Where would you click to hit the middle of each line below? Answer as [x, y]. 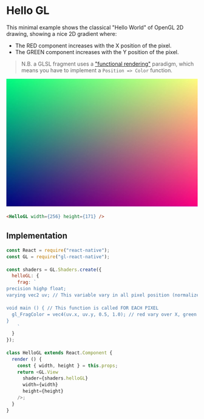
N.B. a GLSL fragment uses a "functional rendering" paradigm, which [107, 64]
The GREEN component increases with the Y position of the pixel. [97, 52]
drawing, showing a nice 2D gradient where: [62, 33]
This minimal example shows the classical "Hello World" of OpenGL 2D [95, 27]
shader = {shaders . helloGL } [55, 378]
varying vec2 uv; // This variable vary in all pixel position [88, 295]
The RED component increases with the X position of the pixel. [93, 46]
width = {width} [40, 385]
